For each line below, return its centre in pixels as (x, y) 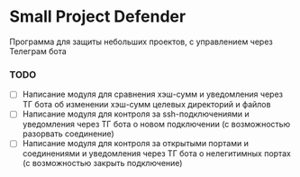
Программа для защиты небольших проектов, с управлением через (141, 42)
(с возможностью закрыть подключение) (102, 163)
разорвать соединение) (68, 134)
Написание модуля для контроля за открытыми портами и (136, 144)
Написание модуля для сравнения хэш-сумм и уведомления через (153, 94)
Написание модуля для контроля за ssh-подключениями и (136, 114)
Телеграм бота (38, 51)
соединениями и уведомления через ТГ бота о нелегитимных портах (156, 154)
